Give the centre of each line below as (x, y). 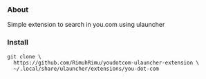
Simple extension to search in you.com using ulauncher (86, 25)
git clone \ (24, 56)
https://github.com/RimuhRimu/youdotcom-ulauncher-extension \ (106, 63)
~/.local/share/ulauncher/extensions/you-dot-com (86, 69)
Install (18, 43)
